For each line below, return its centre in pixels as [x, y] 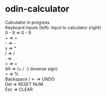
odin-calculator [37, 9]
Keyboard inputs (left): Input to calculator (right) [53, 27]
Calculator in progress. [28, 22]
